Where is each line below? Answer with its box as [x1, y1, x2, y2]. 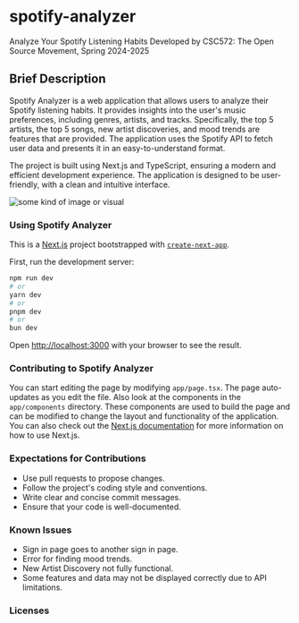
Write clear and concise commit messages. [21, 491, 181, 502]
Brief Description [9, 72, 106, 87]
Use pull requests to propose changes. [21, 473, 165, 483]
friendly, [9, 179, 40, 190]
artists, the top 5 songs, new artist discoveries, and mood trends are [9, 124, 261, 134]
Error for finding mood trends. [21, 553, 132, 565]
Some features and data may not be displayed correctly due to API [21, 573, 268, 584]
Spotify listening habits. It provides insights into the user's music [9, 105, 246, 115]
